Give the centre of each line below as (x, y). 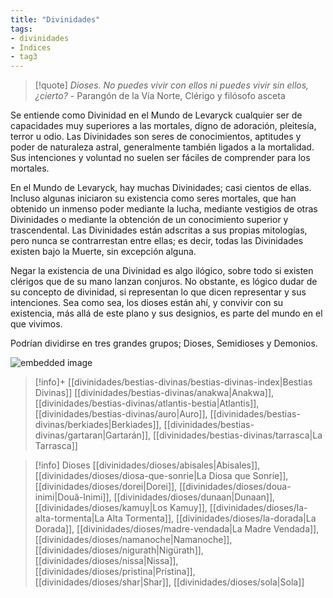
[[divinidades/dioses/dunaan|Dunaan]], (194, 497)
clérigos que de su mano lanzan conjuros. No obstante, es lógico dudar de (164, 282)
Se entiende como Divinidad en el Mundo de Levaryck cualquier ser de (156, 115)
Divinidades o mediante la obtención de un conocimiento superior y (149, 220)
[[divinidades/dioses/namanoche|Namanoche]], (133, 540)
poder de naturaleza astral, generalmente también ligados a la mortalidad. (162, 147)
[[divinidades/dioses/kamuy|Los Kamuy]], (121, 508)
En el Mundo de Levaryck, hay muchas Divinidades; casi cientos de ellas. (161, 188)
